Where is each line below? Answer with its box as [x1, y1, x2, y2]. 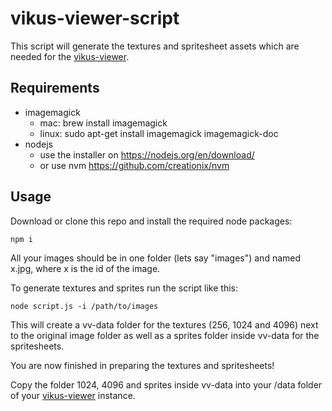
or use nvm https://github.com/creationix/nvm [39, 159, 230, 171]
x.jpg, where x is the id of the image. [10, 262, 161, 274]
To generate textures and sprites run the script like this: [10, 282, 238, 294]
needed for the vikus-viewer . [10, 50, 130, 62]
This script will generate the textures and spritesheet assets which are [10, 40, 300, 52]
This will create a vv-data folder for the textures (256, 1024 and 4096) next [10, 318, 319, 331]
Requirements [10, 80, 100, 97]
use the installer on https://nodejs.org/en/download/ [39, 148, 255, 161]
